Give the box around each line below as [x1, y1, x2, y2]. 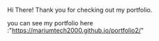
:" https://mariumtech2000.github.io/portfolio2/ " [7, 27, 144, 34]
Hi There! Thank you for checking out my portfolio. [7, 6, 153, 14]
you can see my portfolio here [7, 19, 93, 27]
